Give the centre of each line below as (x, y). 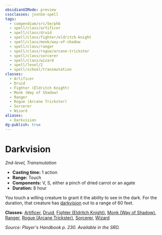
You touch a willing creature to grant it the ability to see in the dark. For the (81, 198)
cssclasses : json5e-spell (32, 14)
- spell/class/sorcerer (34, 56)
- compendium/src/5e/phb (35, 23)
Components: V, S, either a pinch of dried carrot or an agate (74, 183)
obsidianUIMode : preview (31, 10)
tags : (11, 19)
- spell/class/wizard (32, 60)
